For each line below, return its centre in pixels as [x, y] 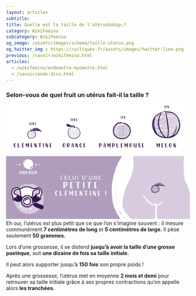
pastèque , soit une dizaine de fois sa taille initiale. [68, 253]
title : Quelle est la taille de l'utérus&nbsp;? [66, 25]
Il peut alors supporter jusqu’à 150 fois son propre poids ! [75, 264]
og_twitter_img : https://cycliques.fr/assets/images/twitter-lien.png [95, 50]
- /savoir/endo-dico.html [43, 74]
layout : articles [27, 12]
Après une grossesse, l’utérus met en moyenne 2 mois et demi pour [88, 276]
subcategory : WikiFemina [36, 37]
